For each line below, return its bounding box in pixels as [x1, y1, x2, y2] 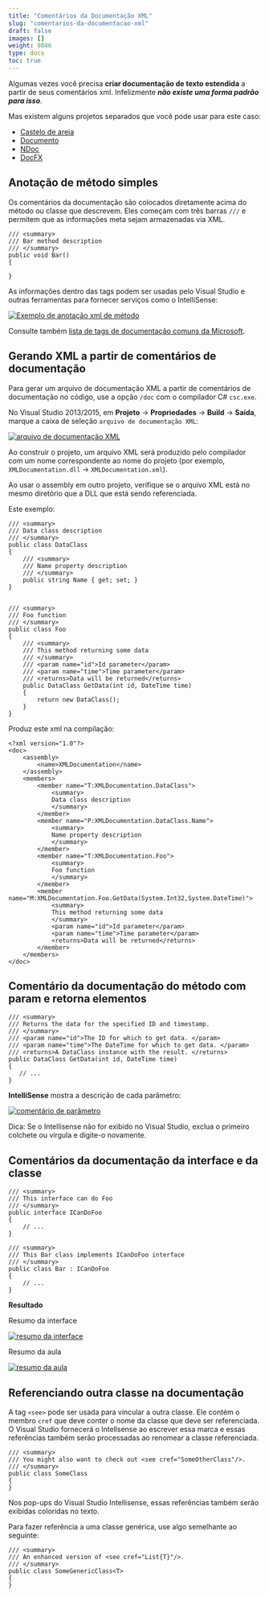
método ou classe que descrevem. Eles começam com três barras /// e [8, 206, 247, 216]
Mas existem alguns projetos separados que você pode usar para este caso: [8, 111, 261, 121]
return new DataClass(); [37, 695, 120, 704]
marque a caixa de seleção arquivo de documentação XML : [8, 416, 199, 426]
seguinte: [8, 1530, 39, 1540]
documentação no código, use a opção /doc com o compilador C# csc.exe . [8, 392, 257, 401]
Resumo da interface [8, 1316, 78, 1326]
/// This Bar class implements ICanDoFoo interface [8, 1251, 185, 1259]
